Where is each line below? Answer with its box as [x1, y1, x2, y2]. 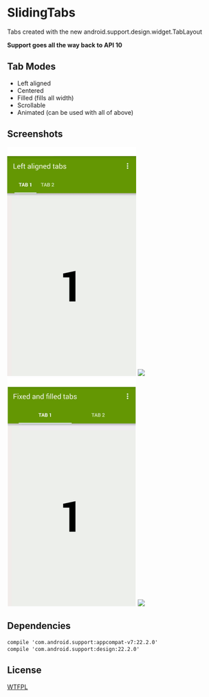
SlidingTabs [7, 5, 76, 21]
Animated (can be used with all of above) [16, 108, 134, 116]
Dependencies [7, 620, 71, 632]
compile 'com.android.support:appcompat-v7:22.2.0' [7, 639, 158, 646]
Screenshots [7, 129, 63, 140]
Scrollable [16, 101, 46, 109]
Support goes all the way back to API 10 [7, 41, 122, 49]
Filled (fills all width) [16, 93, 74, 102]
